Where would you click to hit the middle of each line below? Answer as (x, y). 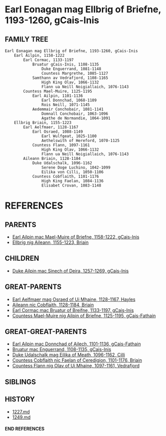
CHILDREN (22, 258)
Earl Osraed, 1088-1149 (57, 132)
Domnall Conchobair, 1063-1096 (75, 114)
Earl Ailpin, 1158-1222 (39, 55)
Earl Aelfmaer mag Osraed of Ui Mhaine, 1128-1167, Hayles (74, 299)
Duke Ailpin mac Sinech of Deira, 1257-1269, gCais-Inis (70, 271)
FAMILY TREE (27, 39)
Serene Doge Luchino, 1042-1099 (76, 168)
